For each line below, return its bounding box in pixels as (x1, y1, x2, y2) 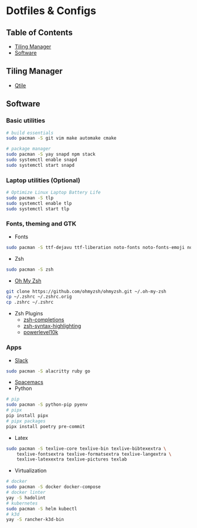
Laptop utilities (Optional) (6, 176, 80, 184)
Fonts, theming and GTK (6, 220, 77, 228)
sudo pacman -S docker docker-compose (6, 484, 101, 490)
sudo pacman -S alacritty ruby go (6, 368, 91, 374)
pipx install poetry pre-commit (6, 423, 85, 429)
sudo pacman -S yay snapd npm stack (6, 152, 96, 157)
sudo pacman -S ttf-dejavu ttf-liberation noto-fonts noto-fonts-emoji (6, 244, 185, 250)
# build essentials (6, 130, 54, 136)
